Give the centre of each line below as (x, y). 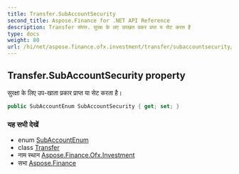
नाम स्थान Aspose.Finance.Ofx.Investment (76, 155)
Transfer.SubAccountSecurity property (97, 76)
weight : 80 (23, 40)
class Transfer (39, 147)
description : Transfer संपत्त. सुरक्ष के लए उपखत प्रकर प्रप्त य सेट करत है (99, 27)
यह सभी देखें (23, 124)
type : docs (23, 34)
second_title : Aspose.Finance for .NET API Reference (89, 21)
